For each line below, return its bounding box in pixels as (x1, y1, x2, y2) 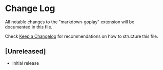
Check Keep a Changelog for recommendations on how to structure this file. (5, 33, 159, 39)
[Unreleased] (5, 47, 46, 56)
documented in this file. (5, 24, 53, 29)
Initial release (12, 60, 39, 66)
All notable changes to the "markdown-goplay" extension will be (5, 19, 135, 25)
